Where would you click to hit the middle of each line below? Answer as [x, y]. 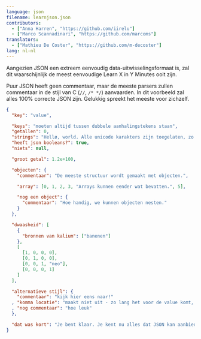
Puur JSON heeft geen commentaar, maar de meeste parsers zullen [90, 86]
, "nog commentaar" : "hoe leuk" [52, 308]
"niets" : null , [31, 148]
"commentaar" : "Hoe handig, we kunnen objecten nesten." [95, 203]
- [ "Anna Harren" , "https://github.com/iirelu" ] [73, 28]
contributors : [24, 23]
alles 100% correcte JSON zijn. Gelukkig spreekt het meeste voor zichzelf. [98, 98]
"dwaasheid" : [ [31, 225]
